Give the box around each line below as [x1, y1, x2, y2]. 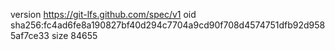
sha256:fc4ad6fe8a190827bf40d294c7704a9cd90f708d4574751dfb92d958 [10, 19, 326, 31]
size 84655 [51, 30, 98, 41]
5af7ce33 [10, 30, 50, 41]
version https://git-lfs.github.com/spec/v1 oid [10, 9, 197, 20]
